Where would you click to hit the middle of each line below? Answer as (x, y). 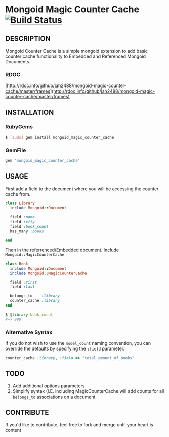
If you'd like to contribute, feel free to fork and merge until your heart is (79, 425)
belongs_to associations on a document (54, 397)
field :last (23, 287)
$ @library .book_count (29, 315)
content (13, 430)
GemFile (16, 150)
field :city (23, 222)
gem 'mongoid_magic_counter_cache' (43, 161)
